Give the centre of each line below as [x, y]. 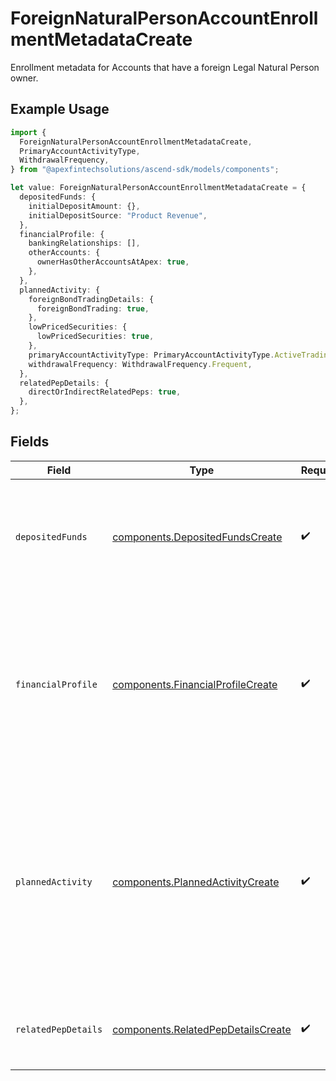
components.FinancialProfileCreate [195, 684]
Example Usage [60, 109]
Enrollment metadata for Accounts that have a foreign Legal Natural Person [165, 67]
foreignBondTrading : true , [93, 308]
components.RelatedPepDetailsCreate [202, 1029]
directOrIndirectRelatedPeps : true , [105, 392]
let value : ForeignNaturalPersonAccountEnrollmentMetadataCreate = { [158, 188]
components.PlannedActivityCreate [196, 882]
